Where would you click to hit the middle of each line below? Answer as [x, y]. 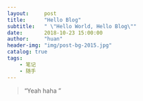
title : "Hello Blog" [44, 20]
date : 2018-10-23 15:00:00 [55, 33]
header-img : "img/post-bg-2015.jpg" [59, 45]
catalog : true [27, 52]
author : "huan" [35, 39]
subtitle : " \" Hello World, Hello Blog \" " [72, 26]
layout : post [32, 13]
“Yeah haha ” [43, 91]
